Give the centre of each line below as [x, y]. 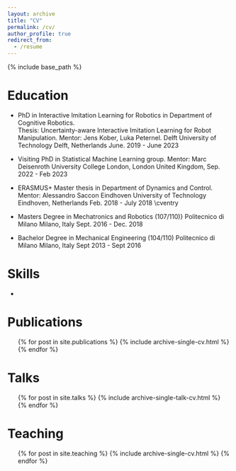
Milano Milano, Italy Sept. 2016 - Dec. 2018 [80, 224]
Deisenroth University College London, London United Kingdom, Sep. [119, 166]
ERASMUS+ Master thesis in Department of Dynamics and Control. [115, 188]
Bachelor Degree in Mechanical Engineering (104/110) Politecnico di [116, 237]
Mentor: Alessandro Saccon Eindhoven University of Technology [112, 195]
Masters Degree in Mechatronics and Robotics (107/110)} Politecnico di [121, 216]
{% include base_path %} [45, 67]
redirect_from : [30, 40]
